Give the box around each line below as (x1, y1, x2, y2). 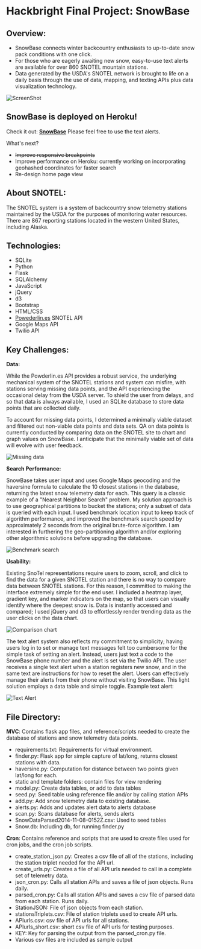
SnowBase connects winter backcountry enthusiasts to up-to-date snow (14, 44, 195, 51)
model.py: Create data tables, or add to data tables (14, 784, 141, 792)
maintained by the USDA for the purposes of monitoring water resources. (6, 210, 188, 218)
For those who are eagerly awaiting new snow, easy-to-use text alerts (14, 57, 188, 64)
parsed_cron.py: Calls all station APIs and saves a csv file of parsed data (14, 891, 196, 898)
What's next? (6, 139, 39, 147)
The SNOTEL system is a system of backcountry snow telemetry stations (6, 204, 187, 211)
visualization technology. (14, 83, 77, 90)
